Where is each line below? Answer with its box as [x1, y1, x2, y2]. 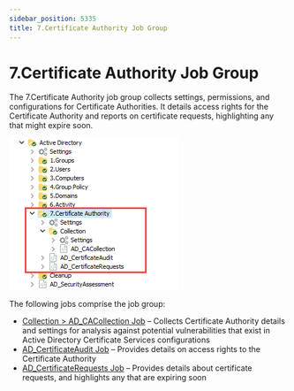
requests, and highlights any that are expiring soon [21, 372, 207, 383]
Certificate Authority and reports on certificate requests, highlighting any [9, 111, 275, 121]
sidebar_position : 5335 [9, 14, 97, 23]
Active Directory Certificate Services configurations [21, 334, 210, 345]
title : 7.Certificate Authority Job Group [9, 23, 168, 33]
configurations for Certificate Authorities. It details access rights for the [9, 102, 269, 112]
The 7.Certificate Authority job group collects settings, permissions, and [9, 92, 270, 103]
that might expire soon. [9, 120, 94, 131]
